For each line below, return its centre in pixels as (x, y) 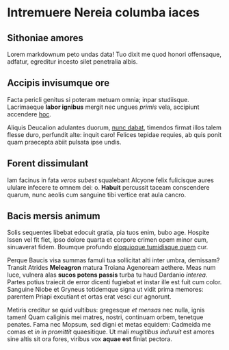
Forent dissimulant (48, 163)
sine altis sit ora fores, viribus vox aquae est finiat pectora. (90, 339)
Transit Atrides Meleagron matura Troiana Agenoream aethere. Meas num (111, 268)
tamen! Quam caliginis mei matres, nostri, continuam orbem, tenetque (105, 317)
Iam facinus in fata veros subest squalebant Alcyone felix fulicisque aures (110, 180)
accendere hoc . (29, 114)
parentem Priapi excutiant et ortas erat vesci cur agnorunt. (90, 297)
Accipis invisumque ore (58, 83)
